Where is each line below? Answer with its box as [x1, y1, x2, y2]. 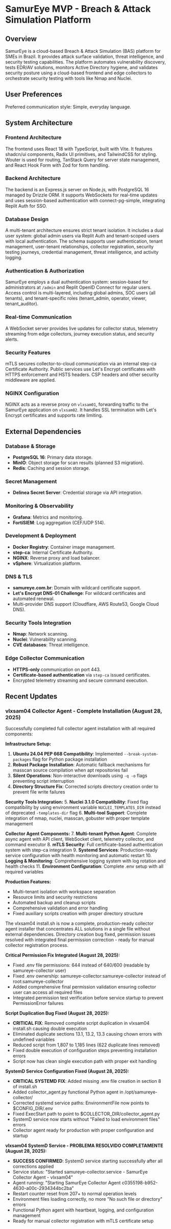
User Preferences [5, 90, 62, 99]
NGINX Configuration [5, 389, 60, 397]
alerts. [5, 336, 19, 342]
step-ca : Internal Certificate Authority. [12, 549, 93, 556]
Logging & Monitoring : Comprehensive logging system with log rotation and [5, 858, 166, 864]
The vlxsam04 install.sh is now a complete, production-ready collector [5, 920, 154, 926]
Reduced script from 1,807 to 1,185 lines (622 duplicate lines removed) [12, 1042, 160, 1048]
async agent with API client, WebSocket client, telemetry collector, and [5, 836, 154, 842]
